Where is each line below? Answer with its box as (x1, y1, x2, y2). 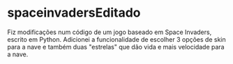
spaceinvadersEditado (7, 5, 141, 21)
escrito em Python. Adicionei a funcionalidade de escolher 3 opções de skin (7, 35, 226, 43)
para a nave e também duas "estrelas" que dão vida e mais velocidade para (7, 42, 225, 51)
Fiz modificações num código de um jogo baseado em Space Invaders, (7, 28, 212, 36)
